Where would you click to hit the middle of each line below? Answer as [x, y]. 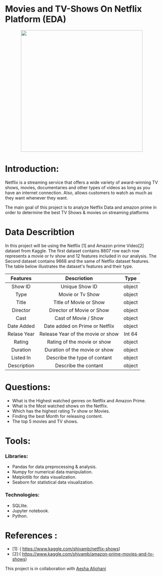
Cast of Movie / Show [79, 318]
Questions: [28, 387]
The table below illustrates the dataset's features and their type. [69, 266]
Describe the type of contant [79, 358]
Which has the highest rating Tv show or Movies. [61, 411]
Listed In [21, 358]
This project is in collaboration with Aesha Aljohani [55, 569]
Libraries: [17, 456]
